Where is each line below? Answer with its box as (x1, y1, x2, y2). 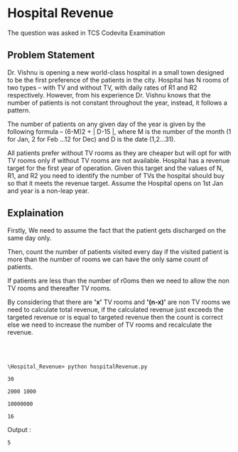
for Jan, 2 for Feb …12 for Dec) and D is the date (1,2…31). (7, 135, 176, 143)
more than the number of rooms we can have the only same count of (7, 255, 209, 263)
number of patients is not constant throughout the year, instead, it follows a (7, 98, 227, 107)
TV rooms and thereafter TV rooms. (7, 283, 112, 293)
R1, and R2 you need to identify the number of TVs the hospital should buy (7, 171, 225, 179)
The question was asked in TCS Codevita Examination (7, 28, 166, 37)
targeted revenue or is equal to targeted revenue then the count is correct (7, 312, 223, 321)
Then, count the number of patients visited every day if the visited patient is (7, 247, 229, 256)
